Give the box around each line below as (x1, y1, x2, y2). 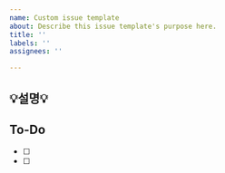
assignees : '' (9, 47, 64, 56)
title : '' (9, 30, 47, 39)
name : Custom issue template (9, 13, 120, 23)
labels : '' (9, 38, 51, 48)
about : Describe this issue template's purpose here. (9, 22, 218, 31)
